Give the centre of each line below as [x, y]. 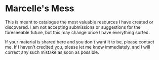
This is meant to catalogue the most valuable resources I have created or [79, 22]
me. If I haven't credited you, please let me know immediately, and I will [78, 47]
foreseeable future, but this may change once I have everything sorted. [78, 32]
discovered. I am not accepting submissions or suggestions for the [73, 27]
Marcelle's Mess [40, 9]
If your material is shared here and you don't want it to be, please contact [80, 41]
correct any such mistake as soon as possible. [52, 52]
